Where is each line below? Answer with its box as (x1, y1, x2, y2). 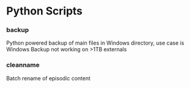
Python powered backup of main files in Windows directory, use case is (6, 39, 185, 46)
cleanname (6, 61, 40, 69)
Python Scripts (6, 4, 83, 18)
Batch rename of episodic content (6, 74, 90, 82)
